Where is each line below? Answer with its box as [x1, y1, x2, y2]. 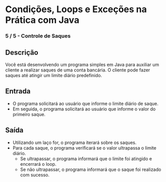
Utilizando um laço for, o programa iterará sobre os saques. [12, 139, 137, 145]
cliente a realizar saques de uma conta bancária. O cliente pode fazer [5, 67, 150, 73]
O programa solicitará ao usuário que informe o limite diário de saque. [12, 100, 158, 106]
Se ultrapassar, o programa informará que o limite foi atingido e [20, 156, 152, 162]
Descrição [5, 48, 38, 57]
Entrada [5, 87, 31, 96]
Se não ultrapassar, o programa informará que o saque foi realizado [20, 166, 161, 172]
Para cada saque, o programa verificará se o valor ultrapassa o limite [12, 144, 157, 151]
